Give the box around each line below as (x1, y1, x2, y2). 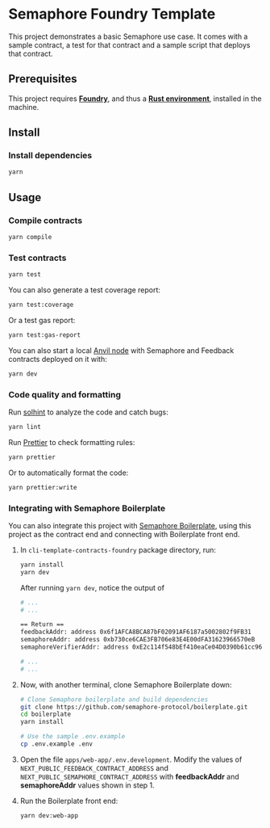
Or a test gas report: (8, 315, 76, 325)
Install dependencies (8, 150, 93, 162)
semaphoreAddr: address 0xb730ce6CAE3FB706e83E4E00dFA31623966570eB (19, 636, 255, 644)
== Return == (19, 620, 64, 628)
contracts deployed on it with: (8, 354, 107, 364)
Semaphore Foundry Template (8, 5, 216, 23)
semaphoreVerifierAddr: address (19, 643, 129, 651)
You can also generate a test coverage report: (8, 285, 161, 295)
